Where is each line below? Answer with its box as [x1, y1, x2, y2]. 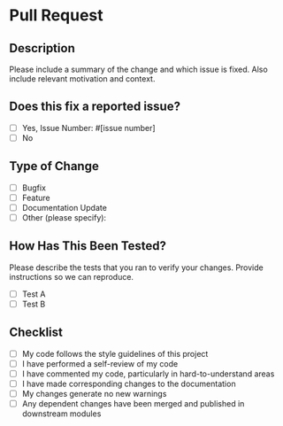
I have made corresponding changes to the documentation [21, 378, 236, 389]
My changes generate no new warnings [21, 389, 167, 399]
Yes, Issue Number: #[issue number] [21, 122, 157, 133]
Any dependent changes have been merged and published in [21, 399, 245, 409]
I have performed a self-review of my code [21, 358, 179, 368]
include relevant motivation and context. [9, 74, 156, 84]
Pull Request [9, 5, 103, 26]
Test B [21, 298, 46, 309]
